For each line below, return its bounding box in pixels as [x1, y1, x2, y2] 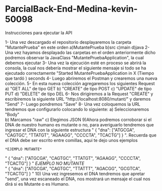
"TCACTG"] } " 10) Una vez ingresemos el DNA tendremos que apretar [5, 171, 145, 176]
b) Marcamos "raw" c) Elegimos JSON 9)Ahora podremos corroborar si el [5, 117, 152, 122]
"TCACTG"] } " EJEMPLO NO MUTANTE [5, 160, 85, 166]
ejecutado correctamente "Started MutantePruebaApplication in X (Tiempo [5, 70, 154, 76]
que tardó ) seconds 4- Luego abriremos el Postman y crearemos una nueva [5, 75, 158, 81]
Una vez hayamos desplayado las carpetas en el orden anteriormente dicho [5, 50, 156, 55]
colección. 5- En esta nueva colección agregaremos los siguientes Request [5, 80, 155, 86]
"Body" [5, 111, 20, 117]
